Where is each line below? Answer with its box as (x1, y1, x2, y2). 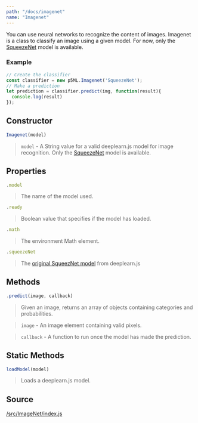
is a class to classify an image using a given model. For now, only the (6, 37, 176, 44)
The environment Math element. (20, 237, 100, 245)
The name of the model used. (20, 193, 94, 200)
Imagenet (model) (6, 132, 47, 138)
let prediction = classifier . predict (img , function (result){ (6, 88, 162, 94)
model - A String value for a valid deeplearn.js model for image (20, 143, 174, 150)
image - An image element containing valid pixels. (20, 322, 142, 329)
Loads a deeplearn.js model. (20, 377, 91, 384)
